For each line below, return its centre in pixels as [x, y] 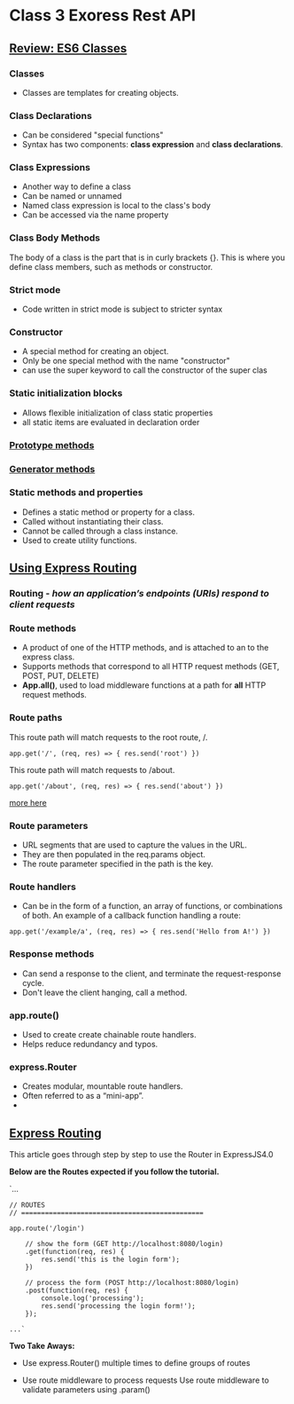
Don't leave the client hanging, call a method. [104, 992]
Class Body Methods [55, 238]
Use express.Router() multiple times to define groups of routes [136, 1363]
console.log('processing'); [93, 1298]
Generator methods [52, 469]
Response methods [52, 954]
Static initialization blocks [66, 393]
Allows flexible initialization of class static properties [117, 413]
